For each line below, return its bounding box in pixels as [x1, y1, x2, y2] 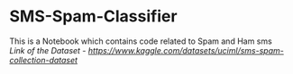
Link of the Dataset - [9, 45, 87, 55]
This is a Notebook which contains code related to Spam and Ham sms [9, 36, 272, 46]
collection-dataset [9, 54, 78, 65]
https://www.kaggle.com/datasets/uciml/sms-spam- [87, 45, 284, 55]
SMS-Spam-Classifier [9, 6, 178, 27]
